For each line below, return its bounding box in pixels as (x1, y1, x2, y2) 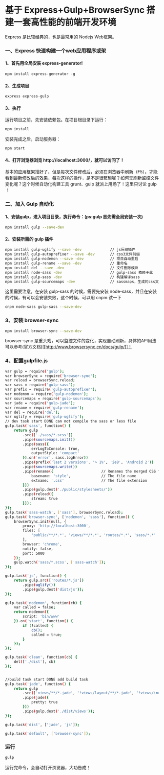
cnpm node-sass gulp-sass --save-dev (5, 305, 82, 309)
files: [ (22, 528, 41, 533)
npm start (5, 146, 25, 151)
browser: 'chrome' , (22, 541, 62, 546)
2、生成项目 (5, 83, 29, 89)
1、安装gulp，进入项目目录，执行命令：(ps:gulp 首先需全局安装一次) (5, 213, 143, 219)
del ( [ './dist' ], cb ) (14, 659, 56, 664)
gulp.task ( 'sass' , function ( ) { (5, 423, 71, 428)
